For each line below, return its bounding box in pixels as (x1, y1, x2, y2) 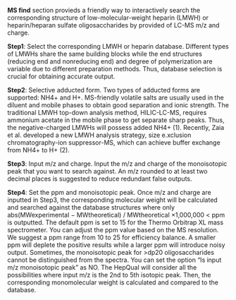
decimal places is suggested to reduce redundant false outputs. (7, 174, 192, 183)
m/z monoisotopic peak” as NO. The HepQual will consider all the (7, 263, 197, 271)
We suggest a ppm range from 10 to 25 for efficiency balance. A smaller (7, 233, 216, 241)
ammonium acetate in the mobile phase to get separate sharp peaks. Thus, (7, 116, 225, 124)
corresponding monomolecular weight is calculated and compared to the (7, 278, 219, 287)
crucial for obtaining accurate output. (7, 72, 116, 80)
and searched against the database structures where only (7, 203, 175, 211)
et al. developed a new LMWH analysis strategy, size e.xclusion (7, 131, 192, 139)
